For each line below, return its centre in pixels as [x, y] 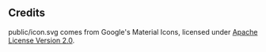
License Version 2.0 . [42, 40]
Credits [27, 13]
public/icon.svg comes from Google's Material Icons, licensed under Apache [133, 32]
